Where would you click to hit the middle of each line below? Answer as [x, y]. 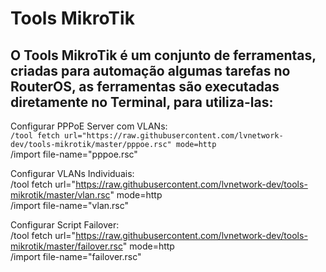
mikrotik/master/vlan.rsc [60, 195]
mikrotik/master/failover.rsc [66, 246]
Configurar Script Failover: [65, 225]
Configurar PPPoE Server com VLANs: [89, 126]
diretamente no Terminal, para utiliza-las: [142, 102]
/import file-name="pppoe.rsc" [74, 154]
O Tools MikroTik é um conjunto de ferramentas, [163, 55]
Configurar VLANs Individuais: [72, 173]
